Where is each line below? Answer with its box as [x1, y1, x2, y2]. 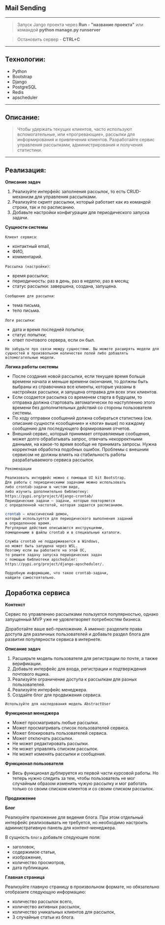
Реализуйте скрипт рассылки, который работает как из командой [12, 199, 151, 205]
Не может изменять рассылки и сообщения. [12, 751, 106, 757]
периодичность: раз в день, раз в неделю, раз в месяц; [12, 278, 129, 284]
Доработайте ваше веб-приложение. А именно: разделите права [5, 626, 142, 632]
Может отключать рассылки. [12, 735, 74, 742]
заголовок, [12, 844, 35, 850]
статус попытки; [12, 332, 47, 338]
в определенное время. [5, 521, 52, 526]
